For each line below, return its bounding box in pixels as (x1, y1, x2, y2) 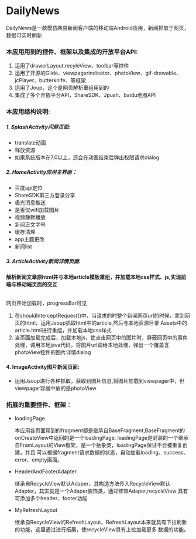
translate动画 (14, 139, 47, 146)
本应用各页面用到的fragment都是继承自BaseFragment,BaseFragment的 (14, 427, 185, 434)
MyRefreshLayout (14, 506, 57, 513)
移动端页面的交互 (16, 281, 57, 288)
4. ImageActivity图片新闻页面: (6, 363, 80, 370)
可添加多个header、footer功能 (14, 494, 88, 501)
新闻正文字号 (14, 221, 46, 228)
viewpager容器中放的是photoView (14, 385, 97, 392)
